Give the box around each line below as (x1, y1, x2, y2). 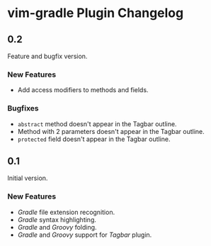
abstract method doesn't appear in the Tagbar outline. (17, 119, 177, 128)
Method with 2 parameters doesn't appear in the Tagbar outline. (17, 127, 205, 135)
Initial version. (7, 174, 48, 182)
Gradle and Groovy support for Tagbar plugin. (17, 230, 152, 239)
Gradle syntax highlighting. (17, 215, 97, 224)
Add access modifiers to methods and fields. (17, 86, 149, 94)
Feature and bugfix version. (7, 52, 88, 60)
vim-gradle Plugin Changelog (7, 5, 184, 21)
